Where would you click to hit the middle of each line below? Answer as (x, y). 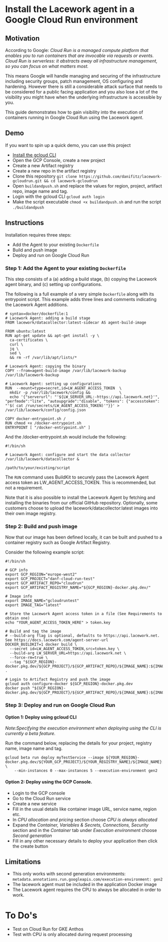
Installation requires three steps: (38, 235)
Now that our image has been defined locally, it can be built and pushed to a (84, 537)
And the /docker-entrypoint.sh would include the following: (66, 436)
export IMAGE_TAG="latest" (33, 605)
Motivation (22, 38)
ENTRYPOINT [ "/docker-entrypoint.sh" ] (48, 427)
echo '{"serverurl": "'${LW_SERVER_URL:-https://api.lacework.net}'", (85, 397)
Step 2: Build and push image (41, 526)
